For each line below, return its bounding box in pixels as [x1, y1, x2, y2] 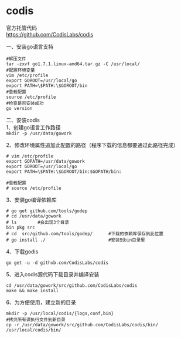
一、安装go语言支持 [6, 43, 54, 50]
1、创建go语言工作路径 [6, 123, 61, 130]
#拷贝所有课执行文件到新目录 [6, 316, 66, 323]
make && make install [6, 287, 59, 293]
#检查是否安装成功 [6, 100, 44, 106]
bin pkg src [6, 225, 35, 230]
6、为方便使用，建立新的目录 [6, 299, 76, 306]
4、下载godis [6, 248, 39, 255]
